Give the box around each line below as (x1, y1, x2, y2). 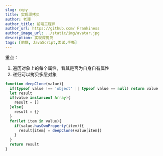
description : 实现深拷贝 (5, 36, 54, 41)
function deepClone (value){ (5, 81, 64, 86)
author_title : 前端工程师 (5, 21, 56, 27)
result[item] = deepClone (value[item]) (18, 128, 102, 133)
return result (10, 142, 39, 147)
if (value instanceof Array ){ (10, 95, 71, 100)
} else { (10, 105, 24, 110)
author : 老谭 (5, 17, 31, 22)
